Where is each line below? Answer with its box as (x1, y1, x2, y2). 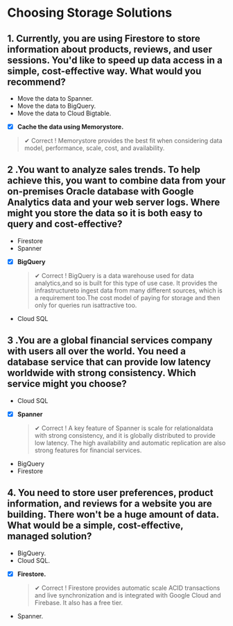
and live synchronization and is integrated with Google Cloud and (34, 591, 221, 599)
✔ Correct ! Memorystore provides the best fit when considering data (24, 137, 223, 145)
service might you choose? (7, 378, 127, 390)
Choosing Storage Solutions (7, 5, 172, 21)
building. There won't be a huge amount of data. (7, 509, 220, 520)
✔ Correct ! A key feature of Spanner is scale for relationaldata (34, 424, 214, 432)
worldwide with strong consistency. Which (7, 367, 196, 379)
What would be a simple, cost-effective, (7, 520, 184, 532)
